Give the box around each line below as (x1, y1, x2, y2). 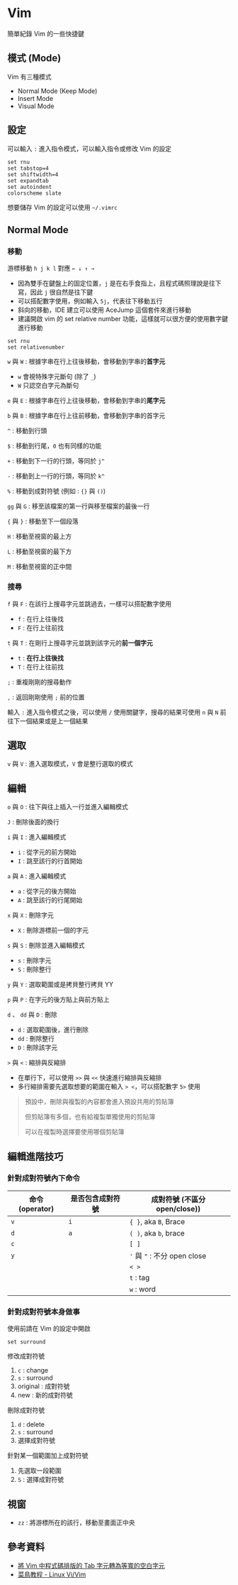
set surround (7, 1338, 46, 1346)
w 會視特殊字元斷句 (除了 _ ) (17, 372, 97, 381)
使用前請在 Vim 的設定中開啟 (7, 1324, 91, 1333)
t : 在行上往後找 (17, 654, 64, 662)
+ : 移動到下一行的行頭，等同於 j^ (7, 457, 105, 465)
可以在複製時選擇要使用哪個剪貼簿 (24, 1127, 125, 1136)
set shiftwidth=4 (7, 171, 59, 178)
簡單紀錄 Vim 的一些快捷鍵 (7, 29, 85, 38)
